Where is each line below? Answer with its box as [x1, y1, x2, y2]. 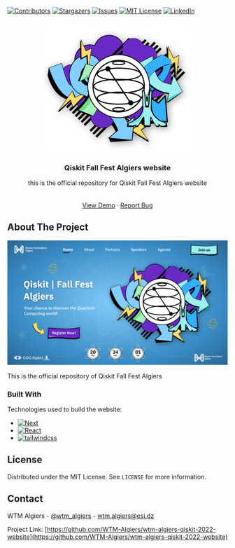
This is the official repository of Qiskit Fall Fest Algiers [7, 371, 162, 380]
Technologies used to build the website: [7, 405, 122, 413]
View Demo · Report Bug [82, 201, 153, 210]
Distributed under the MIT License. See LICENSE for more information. [7, 472, 206, 481]
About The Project [7, 221, 89, 233]
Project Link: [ [7, 525, 48, 533]
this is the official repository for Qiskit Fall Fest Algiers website [27, 179, 208, 187]
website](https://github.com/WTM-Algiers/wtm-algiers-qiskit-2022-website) [7, 533, 228, 541]
